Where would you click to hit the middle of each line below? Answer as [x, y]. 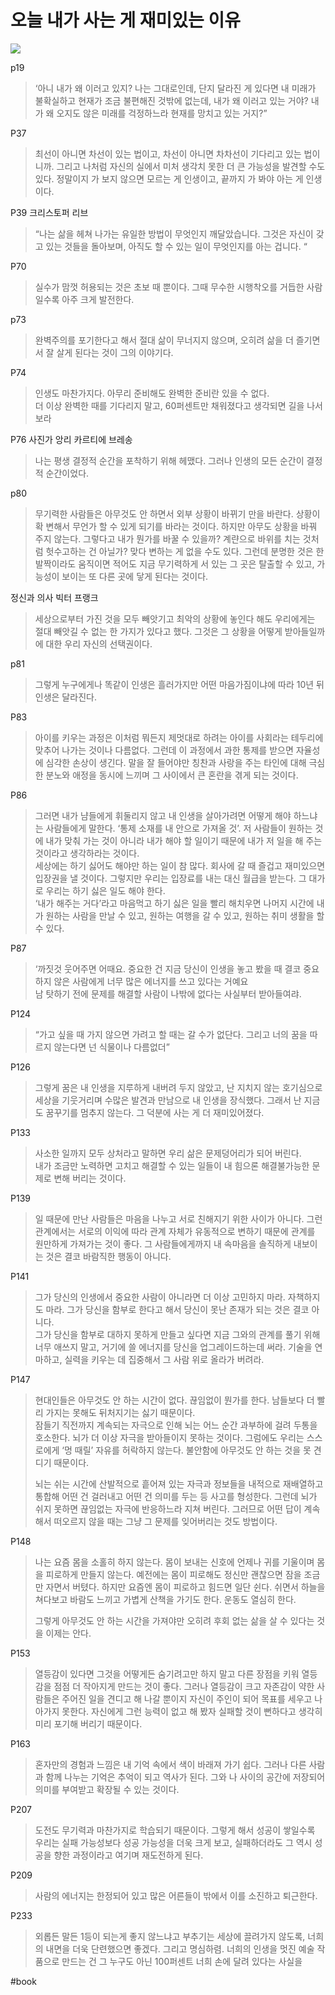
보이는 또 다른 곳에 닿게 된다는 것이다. [135, 576]
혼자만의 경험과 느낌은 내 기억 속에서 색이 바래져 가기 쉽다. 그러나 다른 [170, 1764]
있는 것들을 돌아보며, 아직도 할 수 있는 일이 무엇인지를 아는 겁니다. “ [176, 246]
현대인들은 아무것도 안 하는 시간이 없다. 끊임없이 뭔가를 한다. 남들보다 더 [174, 1400]
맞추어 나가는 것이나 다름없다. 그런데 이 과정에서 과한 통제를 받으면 [164, 750]
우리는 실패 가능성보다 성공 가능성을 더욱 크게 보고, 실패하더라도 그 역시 [173, 1842]
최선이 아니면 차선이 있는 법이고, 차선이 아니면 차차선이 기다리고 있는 [168, 153]
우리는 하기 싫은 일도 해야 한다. [105, 890]
